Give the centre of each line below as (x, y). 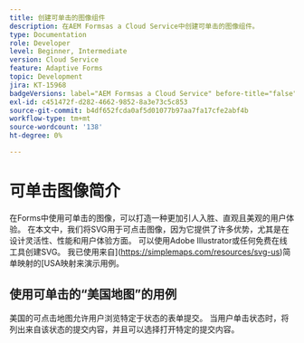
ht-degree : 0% (36, 136)
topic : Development (46, 77)
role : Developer (40, 43)
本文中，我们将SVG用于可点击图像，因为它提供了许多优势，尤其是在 (162, 229)
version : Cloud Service (54, 60)
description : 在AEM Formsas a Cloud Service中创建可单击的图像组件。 (134, 26)
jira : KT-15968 (38, 85)
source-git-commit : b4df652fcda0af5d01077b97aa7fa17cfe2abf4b (129, 110)
